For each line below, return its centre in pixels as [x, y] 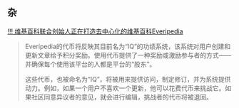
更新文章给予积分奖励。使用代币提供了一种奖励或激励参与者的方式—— [128, 55]
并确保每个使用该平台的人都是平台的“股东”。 [90, 64]
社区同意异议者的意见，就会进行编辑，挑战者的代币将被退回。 [122, 97]
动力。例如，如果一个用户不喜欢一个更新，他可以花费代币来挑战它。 [125, 88]
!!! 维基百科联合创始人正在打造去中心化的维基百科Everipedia [95, 31]
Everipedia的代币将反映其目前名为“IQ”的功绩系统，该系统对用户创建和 [128, 46]
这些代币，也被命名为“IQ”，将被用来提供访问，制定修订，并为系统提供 [128, 79]
